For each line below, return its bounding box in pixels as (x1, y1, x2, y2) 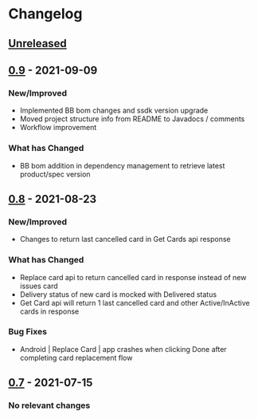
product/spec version (19, 169, 91, 179)
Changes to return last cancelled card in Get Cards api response (19, 235, 231, 244)
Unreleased (8, 37, 68, 50)
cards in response (19, 306, 80, 316)
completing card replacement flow (19, 353, 133, 362)
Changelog (8, 5, 83, 23)
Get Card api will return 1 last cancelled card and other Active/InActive (19, 298, 250, 307)
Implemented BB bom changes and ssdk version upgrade (19, 105, 209, 116)
